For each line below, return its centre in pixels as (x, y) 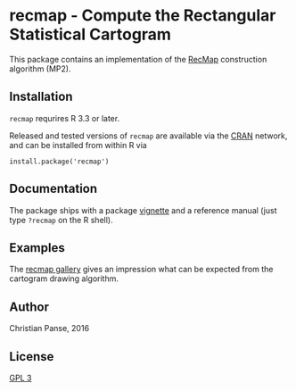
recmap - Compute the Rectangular (143, 16)
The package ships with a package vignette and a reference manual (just (143, 210)
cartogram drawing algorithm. (64, 279)
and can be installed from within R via (78, 145)
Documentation (53, 189)
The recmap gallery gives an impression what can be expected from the (141, 270)
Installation (41, 97)
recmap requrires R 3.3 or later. (65, 118)
